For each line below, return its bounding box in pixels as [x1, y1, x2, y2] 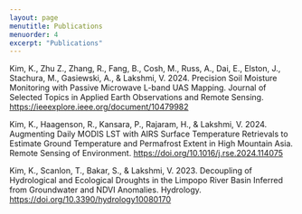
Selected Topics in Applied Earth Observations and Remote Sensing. [9, 92, 264, 103]
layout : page [9, 13, 59, 23]
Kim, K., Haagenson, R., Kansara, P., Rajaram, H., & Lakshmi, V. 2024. [9, 119, 268, 130]
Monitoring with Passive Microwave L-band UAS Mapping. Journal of [9, 82, 267, 93]
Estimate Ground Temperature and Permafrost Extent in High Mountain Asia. [9, 138, 294, 149]
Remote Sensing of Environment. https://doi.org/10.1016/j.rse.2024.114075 [9, 148, 283, 159]
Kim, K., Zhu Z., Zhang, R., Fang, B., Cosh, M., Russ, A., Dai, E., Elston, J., [9, 63, 281, 74]
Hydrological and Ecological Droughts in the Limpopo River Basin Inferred [9, 175, 283, 186]
